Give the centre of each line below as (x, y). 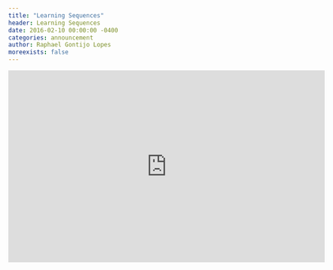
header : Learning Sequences (55, 23)
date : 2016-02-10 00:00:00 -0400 (63, 30)
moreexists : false (38, 52)
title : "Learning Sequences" (56, 15)
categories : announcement (51, 37)
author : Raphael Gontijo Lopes (60, 45)
